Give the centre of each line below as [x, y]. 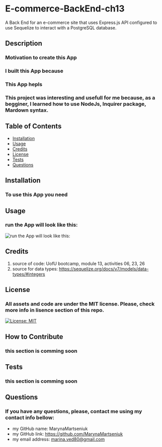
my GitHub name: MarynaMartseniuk [50, 429]
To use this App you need [37, 195]
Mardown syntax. [27, 110]
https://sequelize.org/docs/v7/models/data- [104, 269]
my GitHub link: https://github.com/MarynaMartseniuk [68, 434]
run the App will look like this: [41, 225]
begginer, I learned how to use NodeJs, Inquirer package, [76, 104]
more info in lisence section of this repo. [55, 310]
